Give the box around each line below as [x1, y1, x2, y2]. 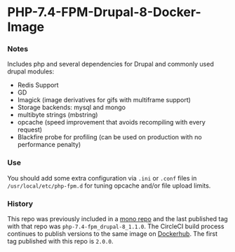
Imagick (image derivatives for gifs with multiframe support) [17, 96, 192, 104]
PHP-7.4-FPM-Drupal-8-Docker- [7, 4, 201, 20]
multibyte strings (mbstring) [17, 111, 98, 119]
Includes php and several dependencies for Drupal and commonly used [7, 60, 214, 69]
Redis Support [17, 81, 59, 90]
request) [17, 125, 43, 134]
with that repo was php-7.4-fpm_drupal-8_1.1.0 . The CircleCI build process [7, 222, 224, 231]
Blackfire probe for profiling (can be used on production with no [17, 133, 202, 141]
